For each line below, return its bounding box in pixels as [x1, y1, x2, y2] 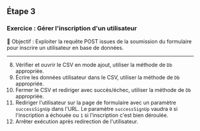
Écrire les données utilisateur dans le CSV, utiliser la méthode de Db [15, 74, 180, 81]
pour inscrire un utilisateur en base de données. [7, 44, 124, 51]
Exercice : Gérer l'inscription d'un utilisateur [7, 24, 137, 33]
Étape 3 [7, 7, 36, 17]
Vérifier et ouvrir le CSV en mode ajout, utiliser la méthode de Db [15, 61, 173, 68]
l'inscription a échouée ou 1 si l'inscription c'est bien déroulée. [15, 111, 169, 119]
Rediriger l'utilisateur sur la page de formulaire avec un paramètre [15, 99, 177, 106]
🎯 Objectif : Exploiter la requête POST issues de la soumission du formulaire [7, 37, 192, 45]
